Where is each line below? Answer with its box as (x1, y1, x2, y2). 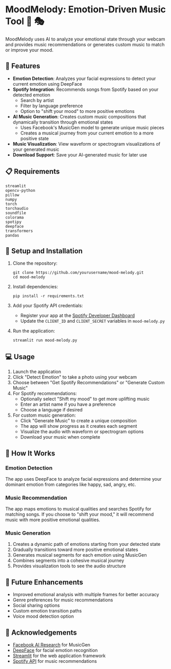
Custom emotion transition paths (12, 608, 82, 614)
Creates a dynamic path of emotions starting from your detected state (12, 541, 161, 547)
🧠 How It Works (5, 449, 55, 458)
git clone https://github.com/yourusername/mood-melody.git (12, 270, 144, 276)
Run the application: (12, 328, 55, 334)
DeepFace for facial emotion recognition (12, 647, 98, 654)
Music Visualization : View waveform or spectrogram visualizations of (12, 141, 161, 147)
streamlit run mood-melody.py (12, 338, 78, 343)
